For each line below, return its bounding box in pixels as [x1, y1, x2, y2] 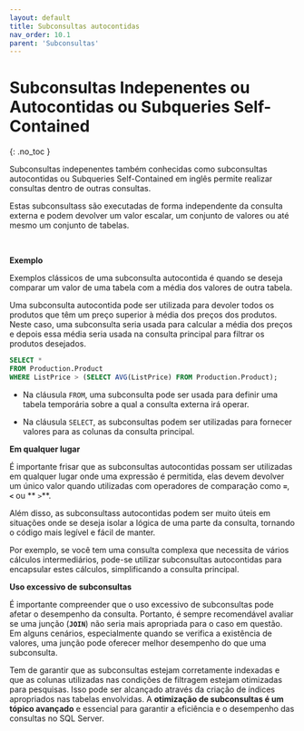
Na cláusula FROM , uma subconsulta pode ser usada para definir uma [22, 389, 279, 400]
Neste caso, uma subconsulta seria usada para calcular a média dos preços [9, 319, 293, 330]
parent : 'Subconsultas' [9, 38, 100, 48]
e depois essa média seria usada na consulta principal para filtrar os [9, 328, 265, 340]
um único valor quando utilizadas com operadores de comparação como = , [9, 480, 290, 491]
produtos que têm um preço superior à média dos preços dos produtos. [9, 309, 278, 320]
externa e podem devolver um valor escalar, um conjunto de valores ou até [9, 210, 289, 221]
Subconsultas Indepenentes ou [9, 78, 250, 98]
